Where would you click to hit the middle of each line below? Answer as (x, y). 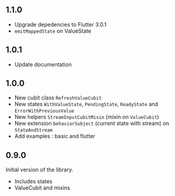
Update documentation (43, 64)
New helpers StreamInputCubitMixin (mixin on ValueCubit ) (87, 117)
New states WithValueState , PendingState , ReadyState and (86, 104)
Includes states (33, 182)
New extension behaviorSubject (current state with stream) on (92, 124)
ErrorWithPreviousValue (44, 111)
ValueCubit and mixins (42, 188)
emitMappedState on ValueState (53, 31)
